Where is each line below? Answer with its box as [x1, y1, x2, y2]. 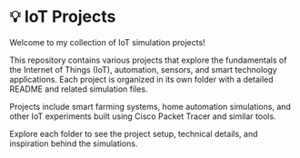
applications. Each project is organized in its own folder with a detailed [9, 74, 275, 84]
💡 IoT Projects [9, 6, 116, 27]
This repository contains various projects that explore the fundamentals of [9, 54, 287, 65]
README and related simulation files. [9, 84, 148, 94]
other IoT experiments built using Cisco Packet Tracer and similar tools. [9, 111, 276, 122]
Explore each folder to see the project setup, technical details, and [9, 128, 258, 139]
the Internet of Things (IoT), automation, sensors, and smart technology [9, 64, 277, 74]
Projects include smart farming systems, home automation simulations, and [9, 101, 291, 112]
